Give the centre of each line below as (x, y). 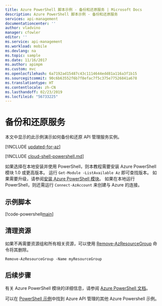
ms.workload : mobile (26, 46)
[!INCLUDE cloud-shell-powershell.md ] (45, 156)
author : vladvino (23, 28)
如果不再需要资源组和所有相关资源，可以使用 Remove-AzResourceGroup (79, 244)
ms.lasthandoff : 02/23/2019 (34, 92)
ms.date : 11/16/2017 (26, 60)
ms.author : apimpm (24, 64)
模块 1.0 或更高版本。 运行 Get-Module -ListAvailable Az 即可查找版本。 (78, 173)
